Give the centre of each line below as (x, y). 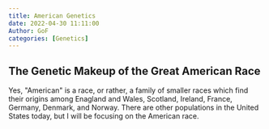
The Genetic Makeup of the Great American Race (134, 71)
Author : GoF (28, 31)
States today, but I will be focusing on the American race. (104, 116)
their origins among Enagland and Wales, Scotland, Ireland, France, (120, 99)
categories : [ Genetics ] (49, 38)
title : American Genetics (52, 16)
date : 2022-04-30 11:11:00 (54, 23)
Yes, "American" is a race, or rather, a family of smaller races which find (128, 90)
